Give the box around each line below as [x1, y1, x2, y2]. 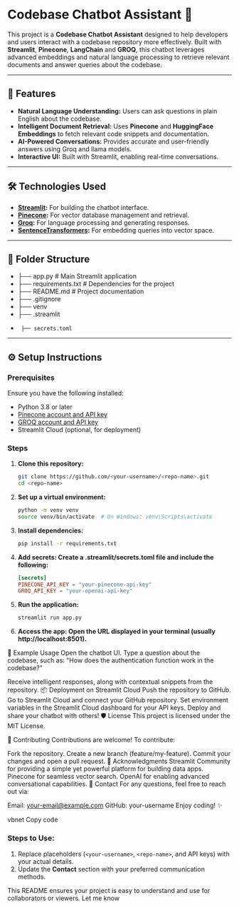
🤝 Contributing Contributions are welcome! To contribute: [7, 735, 176, 745]
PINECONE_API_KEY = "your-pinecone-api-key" [17, 581, 152, 588]
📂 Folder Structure [7, 253, 90, 265]
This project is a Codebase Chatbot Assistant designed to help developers [7, 30, 228, 39]
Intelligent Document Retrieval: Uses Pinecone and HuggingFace [17, 121, 213, 131]
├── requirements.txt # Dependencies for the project [17, 280, 175, 288]
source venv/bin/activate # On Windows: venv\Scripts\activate [17, 513, 213, 520]
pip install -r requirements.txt [17, 540, 117, 547]
